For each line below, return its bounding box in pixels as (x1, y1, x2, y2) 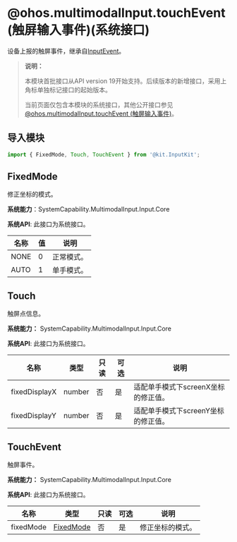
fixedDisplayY (11, 411, 56, 421)
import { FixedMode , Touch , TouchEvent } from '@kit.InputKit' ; (7, 151, 200, 158)
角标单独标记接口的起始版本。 (24, 85, 111, 94)
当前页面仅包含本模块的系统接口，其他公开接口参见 (24, 100, 174, 109)
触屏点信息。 (7, 309, 44, 318)
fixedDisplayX (11, 387, 57, 397)
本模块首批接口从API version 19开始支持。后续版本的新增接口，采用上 (24, 76, 227, 85)
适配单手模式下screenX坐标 (133, 382, 225, 392)
